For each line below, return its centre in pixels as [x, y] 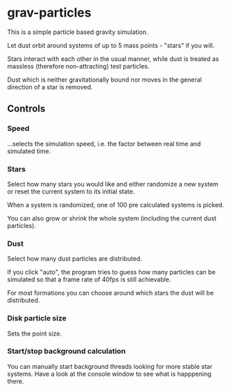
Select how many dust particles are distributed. [75, 259]
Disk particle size [37, 318]
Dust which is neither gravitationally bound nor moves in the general [105, 79]
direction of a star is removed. [50, 87]
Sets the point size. [35, 333]
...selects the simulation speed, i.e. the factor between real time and [104, 144]
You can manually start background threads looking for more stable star [110, 366]
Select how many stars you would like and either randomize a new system [113, 184]
